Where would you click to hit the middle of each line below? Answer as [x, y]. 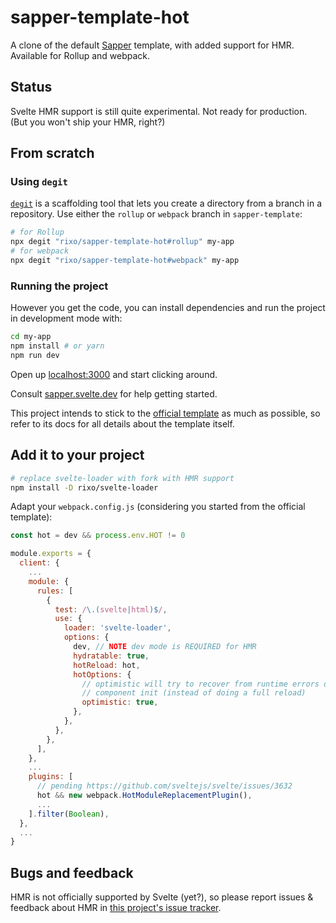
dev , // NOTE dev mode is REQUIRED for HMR [165, 647]
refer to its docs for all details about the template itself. [122, 423]
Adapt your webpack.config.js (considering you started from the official [158, 507]
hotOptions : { [102, 674]
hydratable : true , [111, 656]
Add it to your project [77, 455]
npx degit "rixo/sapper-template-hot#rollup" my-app [122, 242]
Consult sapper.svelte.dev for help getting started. [114, 393]
